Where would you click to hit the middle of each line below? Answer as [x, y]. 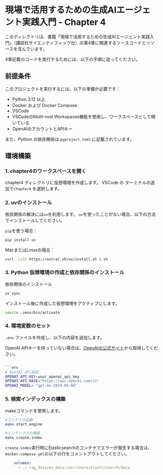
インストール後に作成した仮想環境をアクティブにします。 [62, 303]
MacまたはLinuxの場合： [30, 250]
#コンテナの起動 [19, 420]
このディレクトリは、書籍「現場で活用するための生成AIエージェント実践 [78, 37]
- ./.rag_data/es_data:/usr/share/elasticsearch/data [74, 467]
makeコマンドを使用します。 [34, 411]
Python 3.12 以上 [29, 99]
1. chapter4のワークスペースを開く [46, 171]
